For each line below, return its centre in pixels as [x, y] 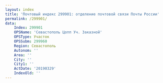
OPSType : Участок [32, 37]
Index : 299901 [28, 28]
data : [11, 23]
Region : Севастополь [35, 46]
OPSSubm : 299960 [31, 41]
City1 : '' [24, 64]
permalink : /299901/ [26, 19]
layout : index [20, 10]
